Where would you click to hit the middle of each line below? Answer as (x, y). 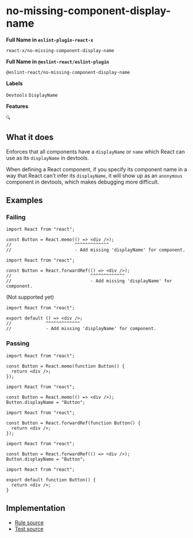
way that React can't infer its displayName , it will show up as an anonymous (94, 175)
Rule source (29, 522)
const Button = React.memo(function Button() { (66, 366)
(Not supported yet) (30, 297)
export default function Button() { (51, 480)
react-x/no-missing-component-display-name (60, 50)
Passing (18, 344)
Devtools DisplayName (32, 95)
